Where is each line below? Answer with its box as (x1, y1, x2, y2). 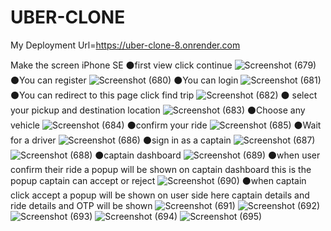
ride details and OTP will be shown (10, 199, 153, 211)
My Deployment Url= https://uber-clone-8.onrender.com (10, 39, 241, 51)
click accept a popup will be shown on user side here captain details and (10, 189, 310, 201)
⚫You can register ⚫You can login (10, 74, 239, 86)
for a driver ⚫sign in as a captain (10, 134, 232, 146)
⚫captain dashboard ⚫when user (94, 149, 321, 161)
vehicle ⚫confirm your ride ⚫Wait (10, 119, 322, 131)
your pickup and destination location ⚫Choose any (10, 104, 306, 116)
